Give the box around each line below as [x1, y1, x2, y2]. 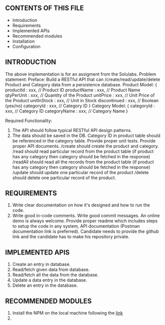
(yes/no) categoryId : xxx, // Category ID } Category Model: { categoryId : [5, 103, 155, 109]
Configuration [12, 43, 41, 49]
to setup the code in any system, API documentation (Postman [12, 223, 140, 229]
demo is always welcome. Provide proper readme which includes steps [12, 218, 158, 224]
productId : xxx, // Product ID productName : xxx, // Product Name [5, 87, 140, 93]
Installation [12, 38, 35, 44]
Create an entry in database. [12, 261, 71, 267]
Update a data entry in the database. [12, 277, 88, 283]
